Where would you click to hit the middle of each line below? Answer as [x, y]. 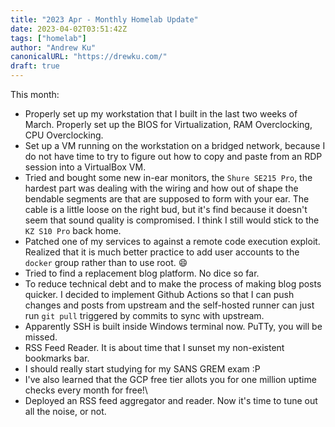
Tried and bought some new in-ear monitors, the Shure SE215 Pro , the [168, 177]
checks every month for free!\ [86, 390]
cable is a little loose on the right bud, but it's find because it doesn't [166, 209]
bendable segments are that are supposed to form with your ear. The [167, 199]
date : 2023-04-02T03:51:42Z [69, 29]
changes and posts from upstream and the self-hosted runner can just [169, 305]
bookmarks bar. [57, 358]
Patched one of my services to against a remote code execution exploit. [172, 241]
